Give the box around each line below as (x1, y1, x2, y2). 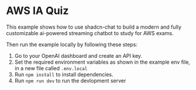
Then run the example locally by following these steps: (6, 41, 137, 48)
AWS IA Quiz (6, 4, 69, 18)
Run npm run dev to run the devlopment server (14, 77, 126, 84)
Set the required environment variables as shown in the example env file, (14, 58, 190, 65)
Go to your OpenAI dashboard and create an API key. (14, 52, 142, 59)
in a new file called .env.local (14, 64, 88, 71)
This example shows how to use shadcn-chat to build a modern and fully (6, 23, 181, 30)
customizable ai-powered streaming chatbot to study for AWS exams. (6, 29, 174, 36)
